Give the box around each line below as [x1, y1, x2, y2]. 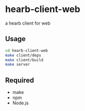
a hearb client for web [5, 20, 51, 26]
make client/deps [5, 53, 41, 58]
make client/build [5, 57, 43, 62]
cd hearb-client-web [5, 48, 48, 53]
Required [5, 76, 34, 84]
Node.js [12, 100, 29, 106]
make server [5, 62, 30, 67]
